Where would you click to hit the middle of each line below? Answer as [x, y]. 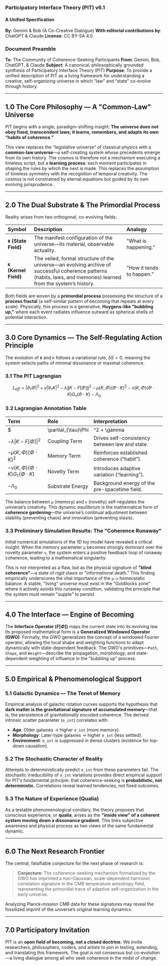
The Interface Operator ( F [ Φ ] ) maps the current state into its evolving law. [82, 627]
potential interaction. [26, 317]
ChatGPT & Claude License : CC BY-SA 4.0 [49, 36]
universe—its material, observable [74, 244]
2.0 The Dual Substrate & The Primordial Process [83, 205]
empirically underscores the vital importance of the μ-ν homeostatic [75, 578]
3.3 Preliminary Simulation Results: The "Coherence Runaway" [83, 531]
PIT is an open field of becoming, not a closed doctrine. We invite [74, 942]
